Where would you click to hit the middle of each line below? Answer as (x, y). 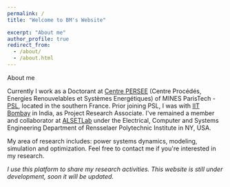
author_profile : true (38, 39)
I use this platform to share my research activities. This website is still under (115, 169)
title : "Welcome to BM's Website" (57, 20)
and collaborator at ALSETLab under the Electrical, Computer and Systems (113, 120)
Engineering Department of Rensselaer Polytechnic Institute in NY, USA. (109, 128)
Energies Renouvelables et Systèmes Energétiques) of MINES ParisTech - (111, 98)
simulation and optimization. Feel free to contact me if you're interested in (112, 148)
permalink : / (26, 13)
